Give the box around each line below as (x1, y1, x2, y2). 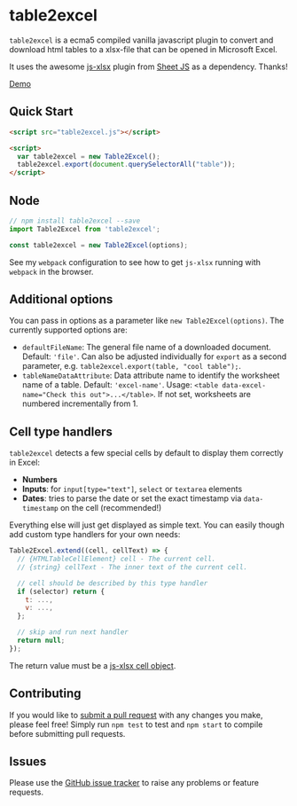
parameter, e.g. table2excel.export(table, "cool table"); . (21, 361, 242, 372)
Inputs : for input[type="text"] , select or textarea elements (21, 484, 243, 495)
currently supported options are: (9, 325, 128, 335)
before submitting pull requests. (9, 728, 126, 739)
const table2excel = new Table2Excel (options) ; (9, 240, 189, 249)
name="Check (21, 391, 66, 400)
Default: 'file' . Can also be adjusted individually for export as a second (21, 351, 287, 362)
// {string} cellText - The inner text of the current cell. (17, 562, 248, 572)
